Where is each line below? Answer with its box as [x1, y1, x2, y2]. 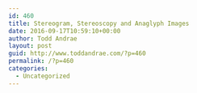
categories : [8, 65, 48, 73]
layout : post [8, 42, 52, 50]
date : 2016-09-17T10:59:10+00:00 [8, 27, 121, 35]
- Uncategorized [15, 72, 70, 80]
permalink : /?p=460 [8, 57, 74, 66]
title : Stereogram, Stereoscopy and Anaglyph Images [8, 19, 190, 27]
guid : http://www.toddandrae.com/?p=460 [8, 49, 147, 57]
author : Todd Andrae [8, 34, 78, 43]
